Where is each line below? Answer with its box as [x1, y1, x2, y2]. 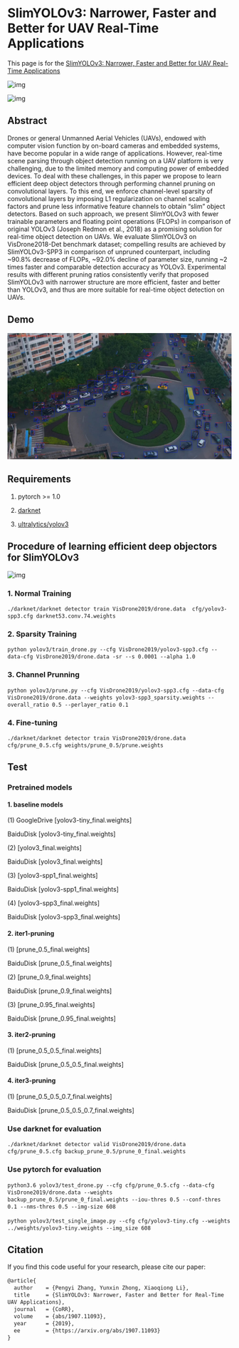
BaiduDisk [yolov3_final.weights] [7, 857, 103, 866]
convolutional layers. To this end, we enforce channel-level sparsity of [7, 187, 213, 195]
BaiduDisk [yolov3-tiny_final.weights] [7, 829, 116, 839]
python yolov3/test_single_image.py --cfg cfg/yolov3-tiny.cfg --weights [7, 1217, 231, 1225]
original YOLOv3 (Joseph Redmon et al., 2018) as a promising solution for [7, 225, 223, 233]
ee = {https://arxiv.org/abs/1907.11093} [14, 1327, 161, 1334]
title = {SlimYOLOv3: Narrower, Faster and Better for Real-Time [14, 1292, 224, 1299]
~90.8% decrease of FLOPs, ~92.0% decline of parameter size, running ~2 [7, 255, 228, 263]
